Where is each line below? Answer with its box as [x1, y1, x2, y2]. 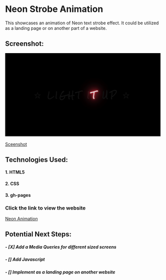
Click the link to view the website [5, 205, 86, 211]
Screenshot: [5, 40, 44, 48]
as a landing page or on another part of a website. [5, 25, 107, 31]
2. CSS [5, 181, 20, 187]
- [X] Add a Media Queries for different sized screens [5, 244, 117, 250]
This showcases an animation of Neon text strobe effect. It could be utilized [5, 20, 159, 26]
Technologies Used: [5, 155, 68, 164]
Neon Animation [5, 215, 38, 221]
